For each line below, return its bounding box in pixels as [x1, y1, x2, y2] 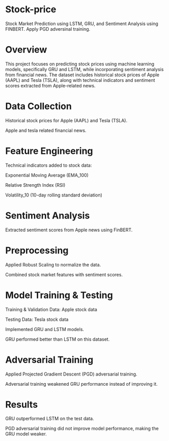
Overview [5, 44, 47, 56]
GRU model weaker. [5, 431, 47, 437]
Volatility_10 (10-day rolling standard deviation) [5, 192, 103, 198]
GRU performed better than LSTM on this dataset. [5, 336, 110, 342]
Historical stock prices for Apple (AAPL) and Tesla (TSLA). [5, 117, 128, 123]
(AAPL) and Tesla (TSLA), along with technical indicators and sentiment [5, 77, 155, 83]
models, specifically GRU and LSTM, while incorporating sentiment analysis [5, 66, 164, 72]
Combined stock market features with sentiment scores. [5, 271, 123, 277]
